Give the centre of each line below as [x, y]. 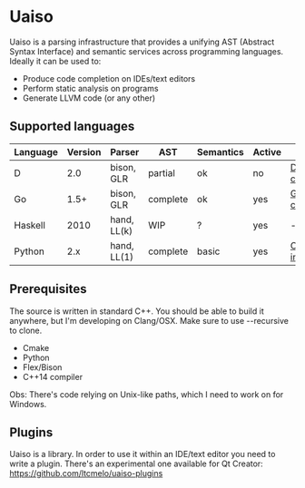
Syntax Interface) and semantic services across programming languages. [147, 51]
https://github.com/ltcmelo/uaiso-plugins [86, 473]
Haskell [30, 225]
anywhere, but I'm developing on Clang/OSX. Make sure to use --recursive [149, 320]
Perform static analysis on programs [90, 88]
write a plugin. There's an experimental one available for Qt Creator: [136, 464]
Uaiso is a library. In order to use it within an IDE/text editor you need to [143, 454]
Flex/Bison [42, 367]
